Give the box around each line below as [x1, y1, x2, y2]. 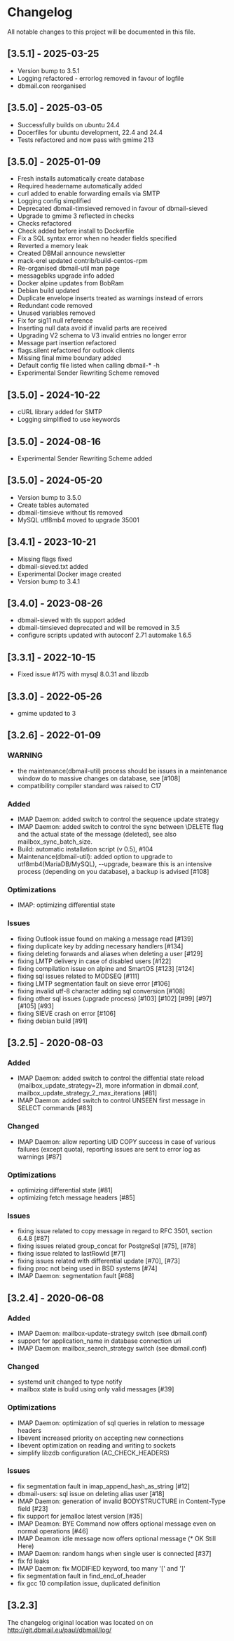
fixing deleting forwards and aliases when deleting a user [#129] [17, 949, 203, 958]
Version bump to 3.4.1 [17, 577, 81, 586]
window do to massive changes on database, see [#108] [17, 774, 181, 783]
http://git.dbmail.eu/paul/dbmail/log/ [7, 1626, 112, 1634]
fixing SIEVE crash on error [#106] [17, 1009, 116, 1017]
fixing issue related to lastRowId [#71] [17, 1249, 126, 1258]
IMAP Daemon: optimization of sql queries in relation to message [17, 1418, 205, 1427]
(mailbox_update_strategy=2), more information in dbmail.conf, [17, 1081, 199, 1090]
